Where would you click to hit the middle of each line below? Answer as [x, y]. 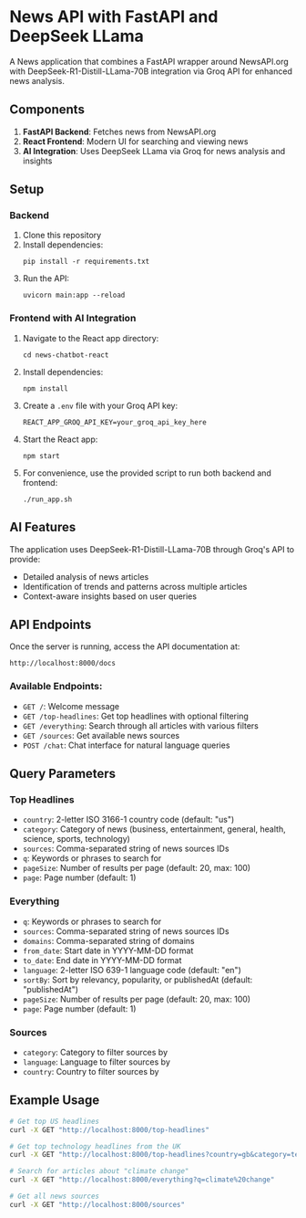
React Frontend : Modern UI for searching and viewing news [135, 141]
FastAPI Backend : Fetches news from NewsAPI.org [119, 131]
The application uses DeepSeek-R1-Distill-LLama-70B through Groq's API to [152, 549]
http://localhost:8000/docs [63, 664]
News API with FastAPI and [114, 17]
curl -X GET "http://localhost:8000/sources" [97, 1204]
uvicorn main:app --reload [74, 295]
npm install [45, 388]
